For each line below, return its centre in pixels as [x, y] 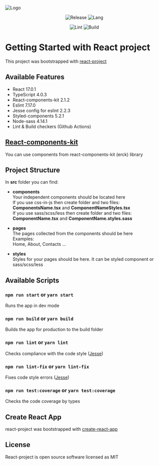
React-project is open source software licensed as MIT [62, 457]
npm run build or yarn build [39, 319]
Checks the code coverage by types [43, 401]
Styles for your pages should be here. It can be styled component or [83, 259]
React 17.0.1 [24, 89]
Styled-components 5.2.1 [38, 116]
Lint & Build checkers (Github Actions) [52, 126]
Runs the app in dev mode [32, 305]
